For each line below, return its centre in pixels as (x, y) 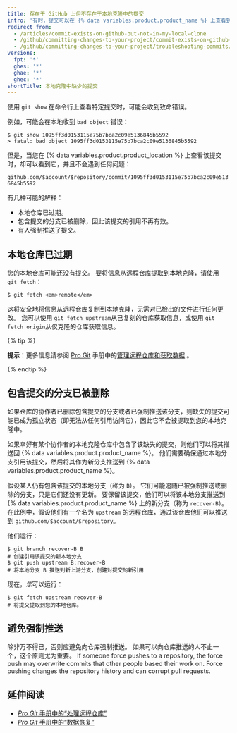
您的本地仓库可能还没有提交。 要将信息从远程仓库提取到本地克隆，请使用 (113, 273)
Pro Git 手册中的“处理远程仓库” (62, 713)
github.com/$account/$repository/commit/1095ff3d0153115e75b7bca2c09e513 (118, 178)
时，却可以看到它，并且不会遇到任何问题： (69, 164)
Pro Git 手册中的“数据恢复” (56, 722)
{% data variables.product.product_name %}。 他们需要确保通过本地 (121, 452)
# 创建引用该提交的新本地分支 (45, 556)
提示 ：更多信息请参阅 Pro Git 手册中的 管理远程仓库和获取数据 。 (100, 355)
